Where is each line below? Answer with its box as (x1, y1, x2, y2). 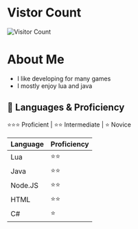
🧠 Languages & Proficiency (7, 102, 125, 113)
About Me (7, 52, 65, 67)
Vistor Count (7, 5, 82, 21)
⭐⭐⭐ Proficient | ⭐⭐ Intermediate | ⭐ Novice (7, 120, 132, 129)
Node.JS (10, 181, 39, 190)
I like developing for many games (16, 74, 111, 83)
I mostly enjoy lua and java (16, 81, 93, 90)
